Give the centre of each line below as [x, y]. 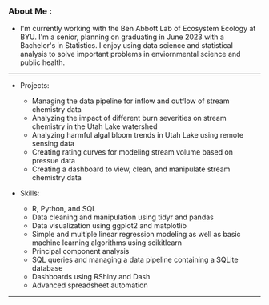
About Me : [30, 11]
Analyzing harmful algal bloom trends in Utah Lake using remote [138, 135]
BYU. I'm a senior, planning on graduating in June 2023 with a [122, 37]
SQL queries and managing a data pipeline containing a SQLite [135, 260]
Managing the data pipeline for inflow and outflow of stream [130, 101]
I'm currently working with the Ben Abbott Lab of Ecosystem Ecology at [138, 29]
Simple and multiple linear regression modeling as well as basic [137, 235]
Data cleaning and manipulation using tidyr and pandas [122, 217]
